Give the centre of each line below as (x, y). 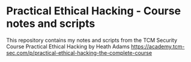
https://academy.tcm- (158, 46)
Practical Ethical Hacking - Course (94, 11)
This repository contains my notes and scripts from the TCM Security (92, 40)
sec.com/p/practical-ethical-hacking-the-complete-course (79, 52)
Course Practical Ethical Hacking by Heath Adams (68, 46)
